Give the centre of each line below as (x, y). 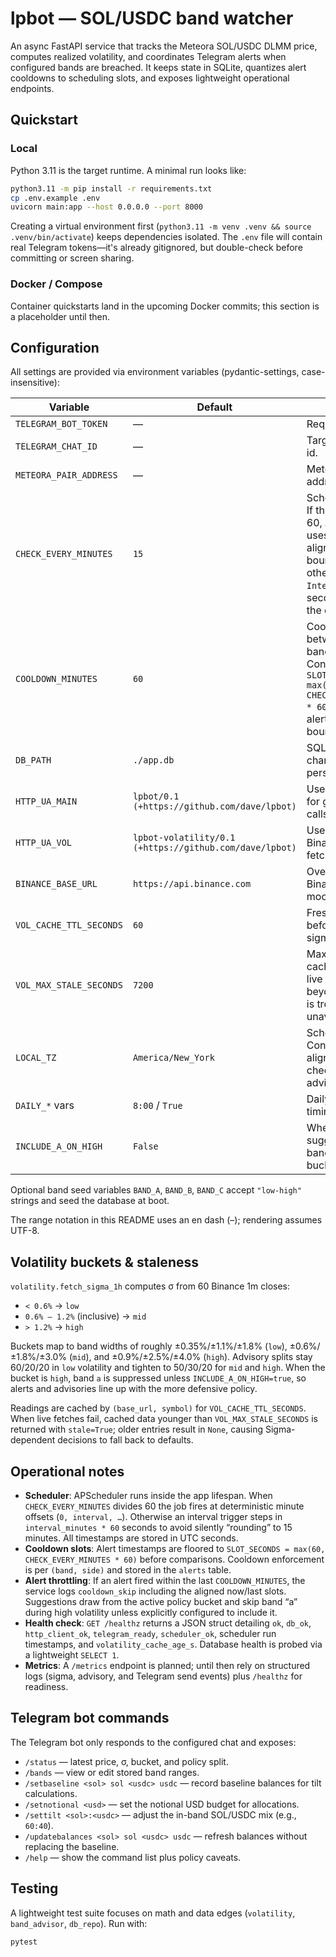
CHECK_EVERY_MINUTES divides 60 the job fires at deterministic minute (164, 1506)
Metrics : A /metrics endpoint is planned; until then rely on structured (167, 1665)
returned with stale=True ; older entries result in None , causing (137, 1429)
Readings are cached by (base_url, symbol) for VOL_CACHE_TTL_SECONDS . (158, 1408)
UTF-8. (25, 1231)
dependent (33, 1440)
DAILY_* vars (45, 1105)
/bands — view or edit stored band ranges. (112, 1772)
